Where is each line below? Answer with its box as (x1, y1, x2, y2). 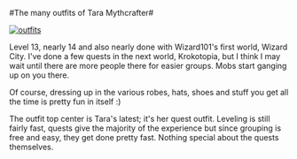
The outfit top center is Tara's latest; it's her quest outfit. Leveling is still (9, 114, 270, 124)
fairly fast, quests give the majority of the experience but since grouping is (9, 123, 282, 133)
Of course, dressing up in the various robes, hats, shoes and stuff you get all (9, 87, 289, 97)
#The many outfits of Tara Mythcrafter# (9, 8, 154, 18)
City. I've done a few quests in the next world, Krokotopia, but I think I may (9, 51, 281, 61)
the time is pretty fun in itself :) (9, 96, 121, 107)
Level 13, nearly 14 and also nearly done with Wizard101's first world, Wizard (9, 42, 288, 52)
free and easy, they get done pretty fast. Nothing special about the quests (9, 132, 279, 142)
